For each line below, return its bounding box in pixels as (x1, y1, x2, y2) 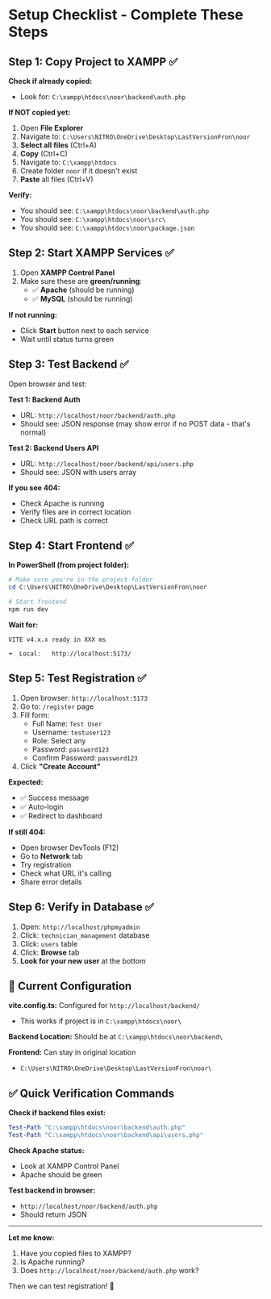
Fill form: (19, 710, 50, 719)
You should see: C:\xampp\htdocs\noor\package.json (19, 223, 195, 232)
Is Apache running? (19, 1256, 85, 1267)
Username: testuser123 (31, 727, 111, 737)
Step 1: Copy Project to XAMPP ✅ (8, 55, 178, 69)
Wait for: (8, 619, 39, 630)
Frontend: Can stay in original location (8, 1047, 136, 1057)
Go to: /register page (19, 702, 94, 711)
